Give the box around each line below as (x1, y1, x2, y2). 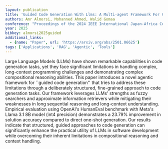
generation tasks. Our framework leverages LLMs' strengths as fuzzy (5, 90, 148, 96)
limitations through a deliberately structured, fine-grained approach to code (5, 84, 161, 90)
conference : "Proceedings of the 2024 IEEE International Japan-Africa (5, 21, 157, 26)
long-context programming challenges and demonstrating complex (5, 68, 143, 75)
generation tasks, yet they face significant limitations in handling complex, (5, 63, 158, 69)
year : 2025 (5, 26, 28, 31)
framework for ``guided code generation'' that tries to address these (5, 79, 146, 85)
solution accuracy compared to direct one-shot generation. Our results (5, 116, 151, 122)
